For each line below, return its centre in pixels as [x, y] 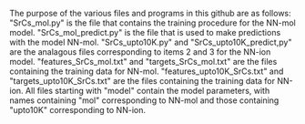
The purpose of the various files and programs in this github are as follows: [150, 13]
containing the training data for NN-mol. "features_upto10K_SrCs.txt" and [147, 71]
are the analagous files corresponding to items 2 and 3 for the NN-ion [140, 52]
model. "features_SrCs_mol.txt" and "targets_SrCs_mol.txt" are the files [143, 62]
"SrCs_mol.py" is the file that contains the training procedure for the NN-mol [152, 23]
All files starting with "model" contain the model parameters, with [148, 91]
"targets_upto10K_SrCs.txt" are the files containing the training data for [142, 81]
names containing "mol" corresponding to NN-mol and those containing [144, 100]
